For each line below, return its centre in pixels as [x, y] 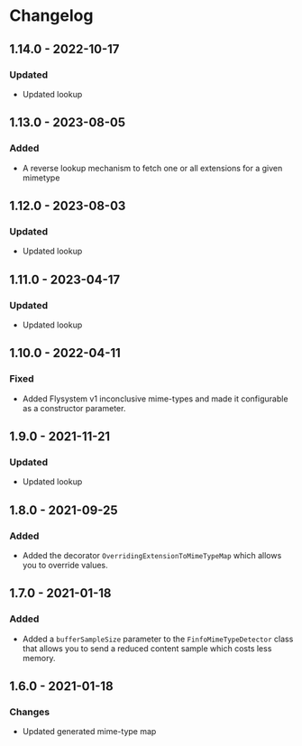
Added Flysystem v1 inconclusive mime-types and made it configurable [155, 399]
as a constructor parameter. [74, 408]
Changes [30, 712]
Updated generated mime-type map [89, 732]
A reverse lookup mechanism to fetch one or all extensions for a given [152, 168]
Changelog [51, 16]
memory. [39, 658]
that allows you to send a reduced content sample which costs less [147, 648]
